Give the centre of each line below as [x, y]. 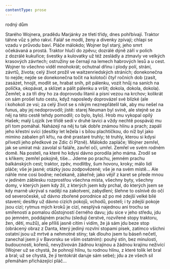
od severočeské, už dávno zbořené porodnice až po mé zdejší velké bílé [81, 196]
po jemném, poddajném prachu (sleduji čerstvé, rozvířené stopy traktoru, [82, 217]
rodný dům [16, 24]
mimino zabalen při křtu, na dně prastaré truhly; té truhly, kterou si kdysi [80, 137]
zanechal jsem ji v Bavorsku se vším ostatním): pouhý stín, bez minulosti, [81, 239]
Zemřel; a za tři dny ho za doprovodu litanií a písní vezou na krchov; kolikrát [84, 93]
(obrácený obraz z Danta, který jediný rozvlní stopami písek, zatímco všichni [85, 228]
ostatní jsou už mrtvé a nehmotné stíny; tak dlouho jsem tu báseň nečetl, [81, 233]
